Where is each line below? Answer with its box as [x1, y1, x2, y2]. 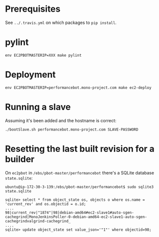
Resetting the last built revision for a [5, 143, 155, 154]
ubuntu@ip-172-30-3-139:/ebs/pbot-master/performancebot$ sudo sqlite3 [5, 184, 154, 189]
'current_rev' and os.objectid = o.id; [5, 201, 86, 206]
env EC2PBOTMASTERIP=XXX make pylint [5, 53, 82, 58]
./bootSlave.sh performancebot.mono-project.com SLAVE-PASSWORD [5, 127, 139, 132]
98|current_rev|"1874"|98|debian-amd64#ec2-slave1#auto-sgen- [5, 210, 134, 215]
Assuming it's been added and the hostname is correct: [5, 117, 117, 123]
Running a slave [5, 102, 71, 112]
